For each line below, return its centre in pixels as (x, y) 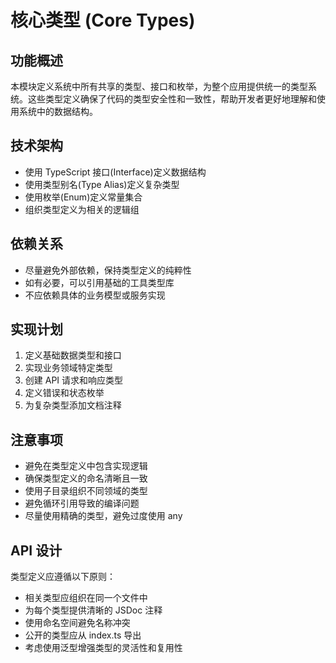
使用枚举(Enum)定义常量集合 (83, 197)
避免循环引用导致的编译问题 (82, 503)
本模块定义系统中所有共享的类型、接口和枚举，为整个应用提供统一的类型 (159, 86)
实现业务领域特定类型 (68, 368)
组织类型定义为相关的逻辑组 (82, 209)
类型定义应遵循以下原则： (63, 577)
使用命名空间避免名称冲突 (77, 623)
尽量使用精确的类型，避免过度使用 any (103, 516)
